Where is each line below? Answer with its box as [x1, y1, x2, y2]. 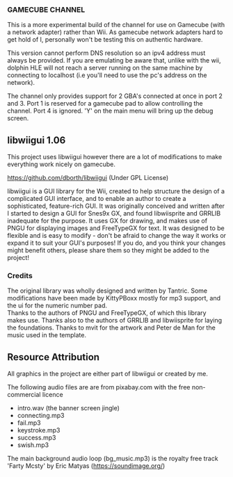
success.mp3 [17, 433, 56, 442]
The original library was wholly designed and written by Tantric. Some [7, 286, 207, 295]
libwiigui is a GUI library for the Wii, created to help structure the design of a [7, 187, 225, 195]
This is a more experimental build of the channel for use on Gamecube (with [7, 21, 225, 29]
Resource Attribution [7, 351, 99, 363]
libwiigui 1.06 [7, 134, 66, 146]
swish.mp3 [17, 441, 49, 449]
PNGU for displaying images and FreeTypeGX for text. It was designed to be [7, 224, 225, 232]
